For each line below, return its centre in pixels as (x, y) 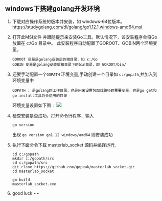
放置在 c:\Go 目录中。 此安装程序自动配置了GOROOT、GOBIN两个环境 (82, 43)
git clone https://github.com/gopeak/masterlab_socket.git (74, 167)
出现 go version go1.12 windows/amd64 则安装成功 (62, 134)
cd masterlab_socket (33, 171)
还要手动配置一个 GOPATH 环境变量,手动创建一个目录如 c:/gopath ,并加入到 (85, 74)
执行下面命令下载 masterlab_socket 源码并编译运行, (64, 145)
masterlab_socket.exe (34, 184)
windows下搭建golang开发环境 (53, 9)
